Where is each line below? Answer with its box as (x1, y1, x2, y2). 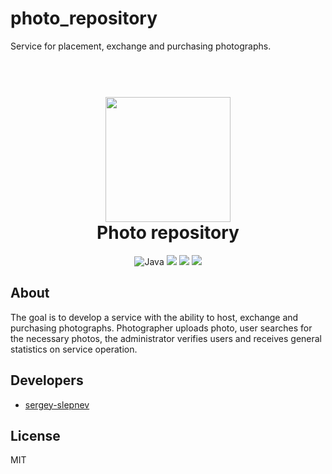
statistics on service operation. (10, 343, 138, 355)
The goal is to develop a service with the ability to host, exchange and (10, 311, 299, 323)
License (10, 427, 61, 444)
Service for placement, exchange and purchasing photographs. (10, 40, 272, 52)
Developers (10, 372, 84, 389)
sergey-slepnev (24, 398, 90, 411)
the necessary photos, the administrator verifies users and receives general (10, 332, 323, 344)
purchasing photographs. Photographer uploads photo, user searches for (10, 322, 313, 334)
